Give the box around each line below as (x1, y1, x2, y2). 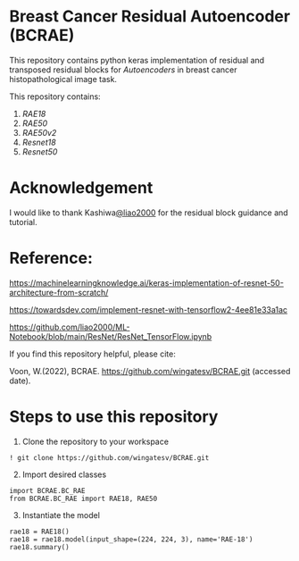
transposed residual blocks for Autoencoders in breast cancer (9, 64, 237, 75)
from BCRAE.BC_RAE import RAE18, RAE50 (9, 494, 158, 503)
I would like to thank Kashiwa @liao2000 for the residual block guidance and (9, 207, 288, 218)
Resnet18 (21, 137, 56, 147)
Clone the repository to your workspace (21, 436, 170, 447)
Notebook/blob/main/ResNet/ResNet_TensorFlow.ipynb (9, 331, 212, 341)
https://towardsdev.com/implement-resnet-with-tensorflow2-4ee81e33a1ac (9, 304, 288, 314)
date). (9, 375, 31, 386)
